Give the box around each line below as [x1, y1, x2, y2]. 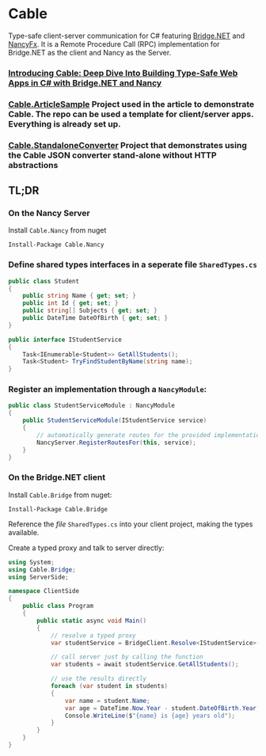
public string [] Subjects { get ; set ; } [22, 306, 158, 315]
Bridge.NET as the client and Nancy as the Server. [8, 47, 172, 57]
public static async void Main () [36, 617, 147, 625]
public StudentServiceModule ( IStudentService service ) [22, 416, 207, 424]
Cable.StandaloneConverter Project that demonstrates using [8, 139, 247, 150]
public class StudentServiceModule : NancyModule [8, 401, 176, 410]
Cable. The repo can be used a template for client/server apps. [8, 108, 254, 120]
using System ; [8, 558, 55, 566]
